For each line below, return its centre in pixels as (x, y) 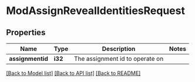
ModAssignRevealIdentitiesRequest (95, 11)
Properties (26, 33)
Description (119, 49)
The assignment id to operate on (119, 59)
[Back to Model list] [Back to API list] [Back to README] (73, 73)
